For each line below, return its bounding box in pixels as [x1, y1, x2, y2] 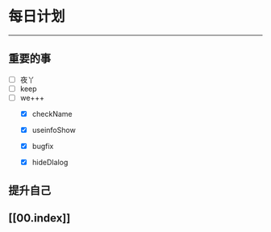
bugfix [31, 142, 54, 151]
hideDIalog [31, 158, 69, 168]
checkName [31, 109, 73, 118]
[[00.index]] [8, 211, 71, 225]
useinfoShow [31, 126, 77, 135]
